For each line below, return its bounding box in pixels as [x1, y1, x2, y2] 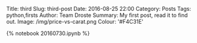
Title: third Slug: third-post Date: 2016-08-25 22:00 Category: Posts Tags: [6, 5, 192, 12]
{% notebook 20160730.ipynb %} [6, 30, 90, 37]
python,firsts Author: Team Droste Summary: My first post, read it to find [6, 12, 188, 19]
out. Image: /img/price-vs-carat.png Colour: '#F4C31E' [6, 18, 144, 25]
